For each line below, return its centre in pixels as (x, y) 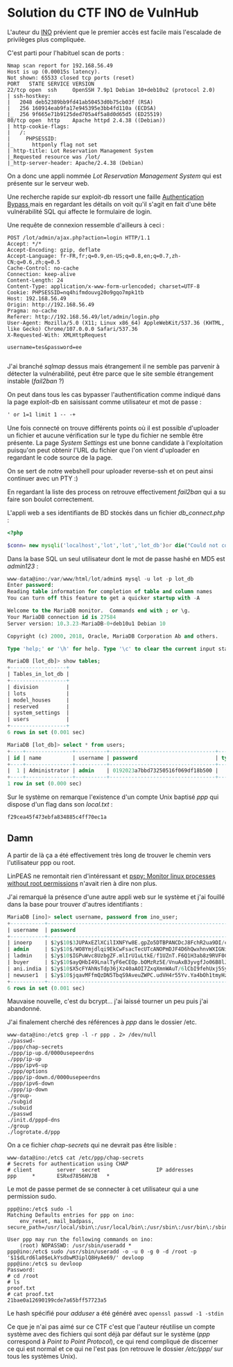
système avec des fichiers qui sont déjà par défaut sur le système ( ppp (109, 1334)
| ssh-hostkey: (29, 96)
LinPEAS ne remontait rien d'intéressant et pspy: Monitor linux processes (112, 876)
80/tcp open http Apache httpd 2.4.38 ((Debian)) (87, 120)
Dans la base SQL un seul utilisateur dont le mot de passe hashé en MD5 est (116, 558)
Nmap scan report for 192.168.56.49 (60, 65)
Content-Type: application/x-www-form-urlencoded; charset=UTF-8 (103, 286)
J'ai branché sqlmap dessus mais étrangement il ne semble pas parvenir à (113, 366)
